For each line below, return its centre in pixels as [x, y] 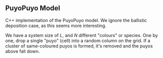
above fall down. [23, 51]
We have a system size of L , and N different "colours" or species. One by [82, 35]
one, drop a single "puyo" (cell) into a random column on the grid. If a [78, 40]
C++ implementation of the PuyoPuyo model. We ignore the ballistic [76, 20]
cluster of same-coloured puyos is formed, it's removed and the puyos [79, 46]
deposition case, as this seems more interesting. [56, 25]
